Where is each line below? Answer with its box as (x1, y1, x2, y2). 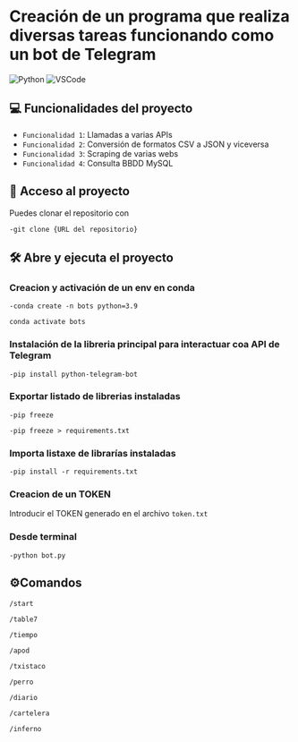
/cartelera (9, 709, 50, 718)
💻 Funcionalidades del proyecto (9, 101, 193, 116)
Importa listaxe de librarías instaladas (9, 447, 176, 459)
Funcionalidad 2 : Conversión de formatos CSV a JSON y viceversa (21, 139, 269, 149)
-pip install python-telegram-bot (9, 370, 139, 379)
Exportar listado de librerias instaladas (9, 390, 181, 403)
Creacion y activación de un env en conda (9, 281, 195, 294)
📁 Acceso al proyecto (9, 183, 130, 199)
